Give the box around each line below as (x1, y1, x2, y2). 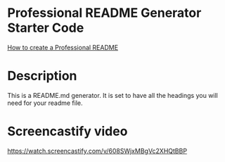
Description (7, 68, 77, 84)
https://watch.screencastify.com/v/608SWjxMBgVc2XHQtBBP (7, 147, 188, 155)
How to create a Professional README (7, 43, 118, 51)
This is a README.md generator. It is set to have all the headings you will (7, 91, 218, 99)
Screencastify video (7, 123, 128, 139)
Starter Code (7, 20, 84, 36)
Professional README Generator (7, 5, 202, 21)
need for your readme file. (7, 99, 83, 107)
